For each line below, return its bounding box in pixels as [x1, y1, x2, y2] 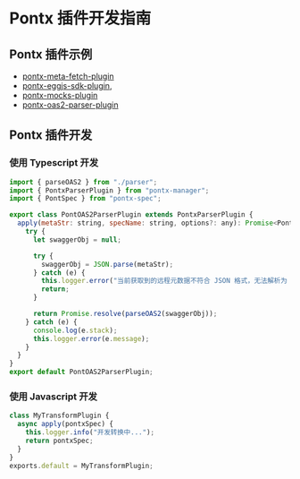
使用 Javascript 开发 [9, 390, 98, 403]
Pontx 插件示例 [9, 47, 93, 62]
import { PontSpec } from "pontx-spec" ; [9, 194, 162, 203]
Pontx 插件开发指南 [9, 8, 152, 29]
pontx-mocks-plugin [21, 90, 98, 100]
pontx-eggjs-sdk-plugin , [21, 81, 112, 90]
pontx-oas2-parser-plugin [21, 99, 119, 110]
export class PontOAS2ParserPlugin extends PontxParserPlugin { [9, 210, 254, 219]
